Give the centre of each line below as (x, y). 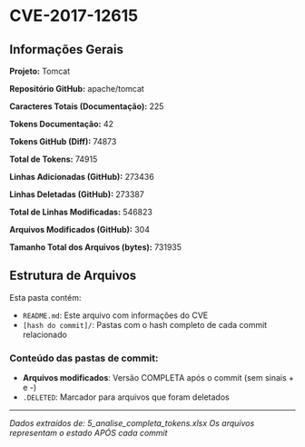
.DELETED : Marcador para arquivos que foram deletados (126, 397)
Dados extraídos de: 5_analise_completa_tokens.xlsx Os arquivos (132, 423)
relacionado (45, 334)
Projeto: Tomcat (40, 71)
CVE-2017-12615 (74, 16)
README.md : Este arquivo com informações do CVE (115, 315)
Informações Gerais (67, 50)
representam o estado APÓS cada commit (89, 433)
